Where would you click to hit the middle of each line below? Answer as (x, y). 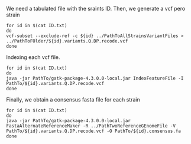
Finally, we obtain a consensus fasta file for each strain (73, 99)
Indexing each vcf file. (33, 57)
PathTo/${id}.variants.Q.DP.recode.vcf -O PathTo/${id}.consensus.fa (94, 131)
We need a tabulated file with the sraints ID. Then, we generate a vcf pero (96, 9)
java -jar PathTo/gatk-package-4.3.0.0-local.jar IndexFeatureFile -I (95, 78)
